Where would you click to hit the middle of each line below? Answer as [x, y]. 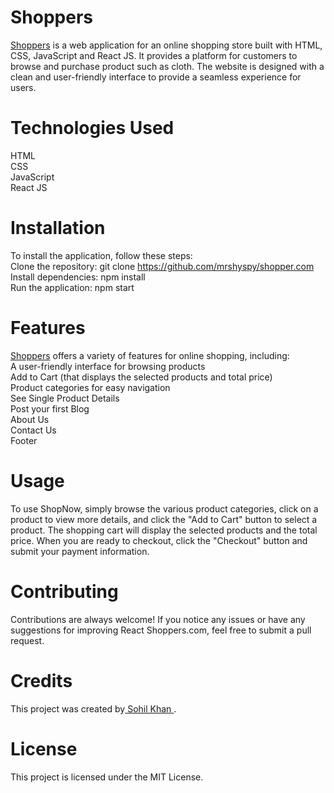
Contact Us [33, 430]
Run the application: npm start [72, 287]
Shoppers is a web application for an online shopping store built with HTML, [166, 45]
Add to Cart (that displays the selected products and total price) [141, 377]
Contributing [64, 591]
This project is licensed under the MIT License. [107, 777]
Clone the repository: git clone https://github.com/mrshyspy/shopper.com [162, 266]
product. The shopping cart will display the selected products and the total [164, 530]
